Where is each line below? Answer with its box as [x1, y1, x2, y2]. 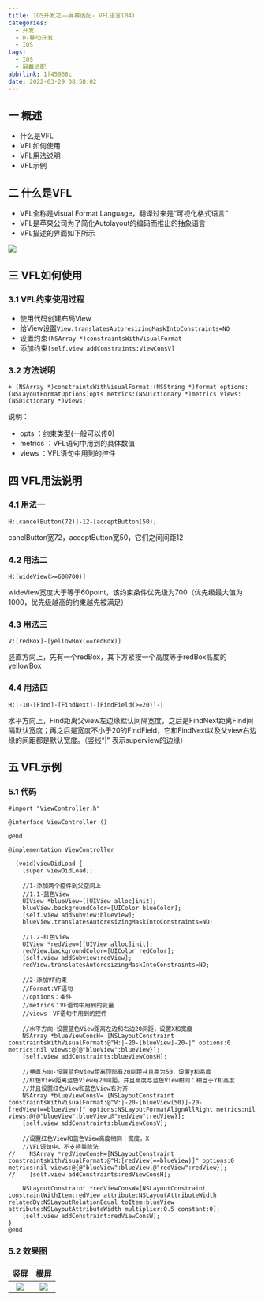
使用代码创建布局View [19, 313, 92, 323]
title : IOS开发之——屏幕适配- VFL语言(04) [8, 11, 136, 20]
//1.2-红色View [22, 933, 70, 942]
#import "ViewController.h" [8, 804, 101, 813]
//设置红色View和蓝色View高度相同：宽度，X [22, 1134, 150, 1143]
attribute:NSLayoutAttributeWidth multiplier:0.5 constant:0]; [8, 1205, 221, 1213]
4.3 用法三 [8, 619, 48, 630]
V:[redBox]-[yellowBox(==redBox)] [8, 637, 122, 646]
